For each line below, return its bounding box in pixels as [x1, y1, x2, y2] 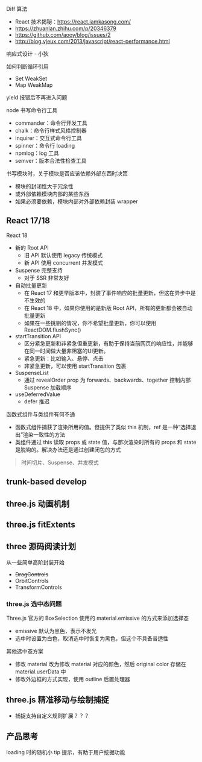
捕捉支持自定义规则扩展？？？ [14, 712, 89, 719]
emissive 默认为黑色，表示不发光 [14, 628, 97, 635]
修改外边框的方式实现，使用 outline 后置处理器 [14, 676, 131, 683]
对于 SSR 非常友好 [24, 274, 69, 282]
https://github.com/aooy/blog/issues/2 [14, 31, 111, 38]
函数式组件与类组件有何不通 [6, 411, 75, 418]
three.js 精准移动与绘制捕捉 [6, 695, 110, 705]
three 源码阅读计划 [6, 541, 77, 552]
